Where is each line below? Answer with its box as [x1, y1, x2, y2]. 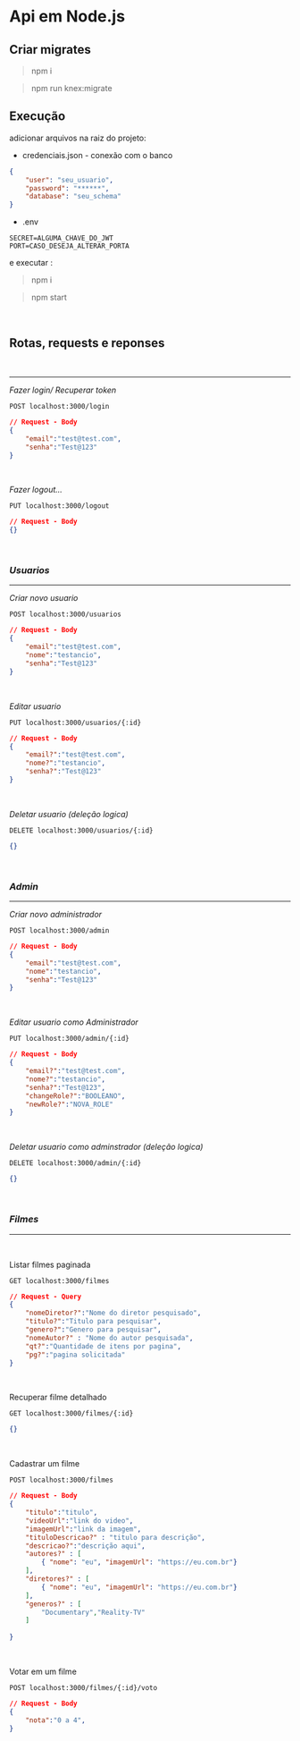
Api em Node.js [9, 6, 126, 27]
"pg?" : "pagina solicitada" [25, 1350, 126, 1359]
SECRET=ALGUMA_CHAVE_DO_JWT [9, 234, 114, 243]
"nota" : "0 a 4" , [25, 1715, 87, 1725]
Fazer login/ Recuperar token [9, 385, 117, 395]
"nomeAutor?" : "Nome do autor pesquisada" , [25, 1333, 194, 1342]
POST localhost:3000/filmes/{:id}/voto [9, 1684, 158, 1693]
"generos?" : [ [25, 1599, 82, 1609]
